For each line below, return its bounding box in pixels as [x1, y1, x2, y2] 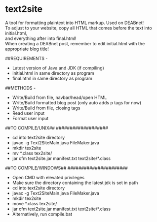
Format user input [12, 115, 49, 121]
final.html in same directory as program [12, 75, 93, 81]
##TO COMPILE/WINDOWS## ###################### [5, 165, 128, 171]
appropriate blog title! [5, 46, 49, 52]
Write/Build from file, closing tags [12, 105, 80, 111]
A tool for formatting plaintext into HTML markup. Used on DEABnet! [5, 20, 144, 26]
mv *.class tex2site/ [12, 150, 52, 156]
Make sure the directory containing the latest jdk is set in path [12, 180, 138, 186]
